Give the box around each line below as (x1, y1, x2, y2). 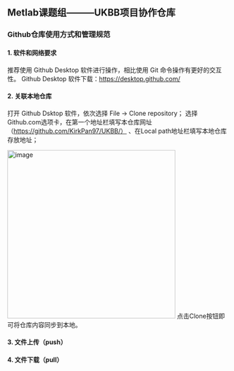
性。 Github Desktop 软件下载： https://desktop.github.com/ (7, 74, 181, 83)
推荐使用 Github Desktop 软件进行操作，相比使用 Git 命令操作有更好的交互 (7, 66, 222, 74)
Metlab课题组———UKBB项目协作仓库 (7, 6, 176, 19)
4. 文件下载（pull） (7, 355, 63, 364)
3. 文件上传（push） (7, 338, 67, 346)
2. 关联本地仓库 (7, 92, 52, 100)
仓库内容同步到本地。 (19, 320, 82, 329)
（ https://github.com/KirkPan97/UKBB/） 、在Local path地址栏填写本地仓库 (7, 126, 227, 135)
